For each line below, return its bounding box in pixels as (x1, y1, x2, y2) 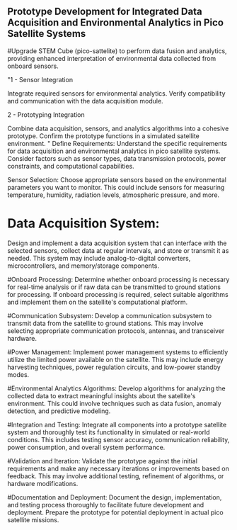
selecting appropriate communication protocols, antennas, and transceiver (7, 326, 225, 335)
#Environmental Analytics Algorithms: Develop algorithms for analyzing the (7, 384, 226, 393)
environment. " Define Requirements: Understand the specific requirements (7, 139, 228, 147)
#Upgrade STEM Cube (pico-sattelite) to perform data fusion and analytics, (7, 46, 228, 55)
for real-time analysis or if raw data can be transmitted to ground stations (7, 283, 221, 291)
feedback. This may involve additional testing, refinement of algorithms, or (7, 471, 224, 480)
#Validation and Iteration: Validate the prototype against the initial (7, 456, 198, 465)
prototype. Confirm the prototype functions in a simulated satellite (7, 131, 200, 140)
